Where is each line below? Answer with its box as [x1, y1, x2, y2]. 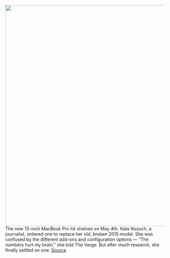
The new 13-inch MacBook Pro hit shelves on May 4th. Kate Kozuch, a [5, 226, 152, 232]
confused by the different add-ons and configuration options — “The [5, 236, 149, 242]
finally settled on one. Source [5, 247, 67, 253]
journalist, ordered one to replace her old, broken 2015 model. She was [5, 231, 153, 237]
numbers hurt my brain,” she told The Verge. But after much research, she [5, 242, 160, 247]
